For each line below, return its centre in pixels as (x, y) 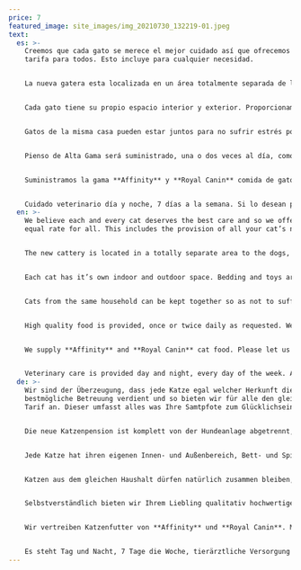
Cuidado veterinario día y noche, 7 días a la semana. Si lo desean (155, 204)
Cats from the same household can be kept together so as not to (150, 301)
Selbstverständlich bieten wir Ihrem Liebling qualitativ (135, 503)
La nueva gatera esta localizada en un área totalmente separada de (155, 84)
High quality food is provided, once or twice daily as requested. (153, 325)
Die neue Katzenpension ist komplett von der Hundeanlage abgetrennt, (159, 431)
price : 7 (25, 18)
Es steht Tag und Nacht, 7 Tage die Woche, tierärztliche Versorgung (158, 552)
